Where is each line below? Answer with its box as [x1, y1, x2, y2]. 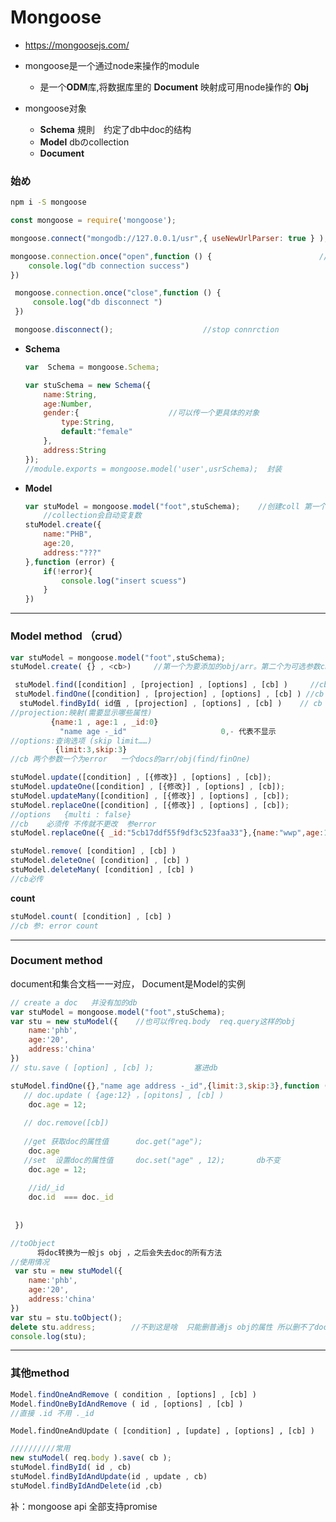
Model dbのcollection [39, 136, 130, 148]
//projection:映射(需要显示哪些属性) [10, 707, 153, 718]
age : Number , [43, 399, 93, 409]
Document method [10, 954, 103, 968]
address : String [43, 445, 107, 455]
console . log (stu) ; [10, 1331, 87, 1341]
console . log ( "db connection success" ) [28, 261, 190, 271]
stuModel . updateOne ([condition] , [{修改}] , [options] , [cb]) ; [10, 782, 286, 792]
